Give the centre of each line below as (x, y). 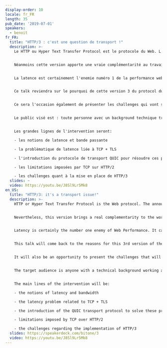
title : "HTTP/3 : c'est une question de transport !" (66, 42)
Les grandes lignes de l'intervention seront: (63, 131)
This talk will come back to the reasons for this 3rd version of (84, 244)
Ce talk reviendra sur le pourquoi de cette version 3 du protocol (85, 91)
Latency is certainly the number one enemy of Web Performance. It (85, 231)
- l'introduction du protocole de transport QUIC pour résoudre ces (86, 158)
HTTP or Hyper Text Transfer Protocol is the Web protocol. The (82, 204)
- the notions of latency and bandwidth (56, 293)
